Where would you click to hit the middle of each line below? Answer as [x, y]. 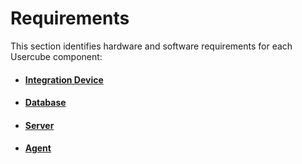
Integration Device [64, 79]
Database [45, 103]
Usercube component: [56, 56]
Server [39, 125]
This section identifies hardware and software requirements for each [151, 46]
